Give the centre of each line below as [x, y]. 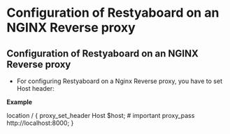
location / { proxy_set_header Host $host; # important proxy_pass [101, 116]
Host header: [35, 88]
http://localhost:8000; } [40, 123]
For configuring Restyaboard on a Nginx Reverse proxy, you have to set [120, 81]
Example [20, 102]
